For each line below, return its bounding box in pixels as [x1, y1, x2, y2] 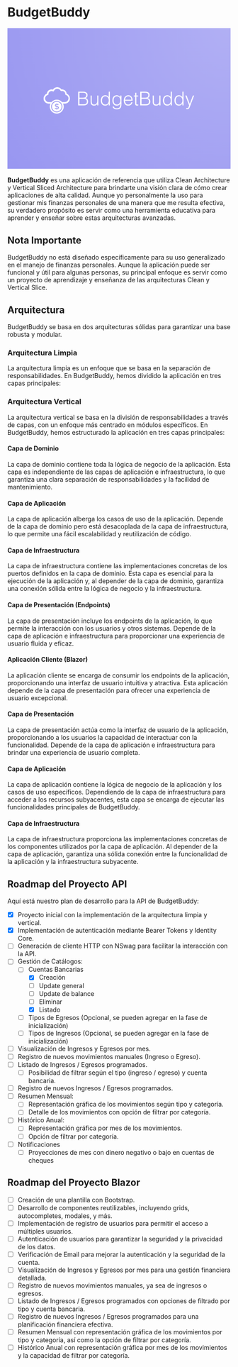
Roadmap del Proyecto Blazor [7, 1177, 140, 1189]
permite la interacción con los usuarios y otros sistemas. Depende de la [7, 624, 216, 632]
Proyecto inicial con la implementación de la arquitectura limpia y [17, 911, 208, 919]
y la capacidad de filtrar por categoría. [17, 1351, 130, 1360]
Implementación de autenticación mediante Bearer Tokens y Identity [17, 926, 217, 935]
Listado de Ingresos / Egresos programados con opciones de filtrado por [17, 1296, 230, 1305]
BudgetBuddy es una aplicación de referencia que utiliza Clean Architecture [7, 176, 230, 184]
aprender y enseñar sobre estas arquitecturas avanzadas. [7, 214, 176, 222]
